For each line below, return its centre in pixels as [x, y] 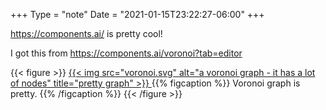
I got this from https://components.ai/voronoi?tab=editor [126, 53]
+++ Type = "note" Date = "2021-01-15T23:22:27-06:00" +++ [137, 14]
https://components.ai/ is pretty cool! [86, 33]
